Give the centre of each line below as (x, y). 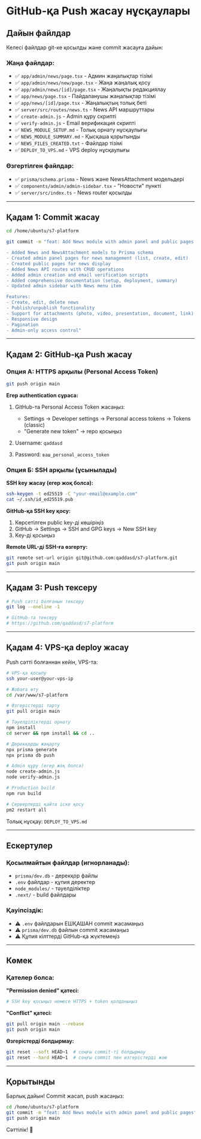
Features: (19, 297)
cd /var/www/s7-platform (37, 695)
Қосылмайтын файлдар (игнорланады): (68, 862)
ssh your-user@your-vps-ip (40, 678)
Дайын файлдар (39, 33)
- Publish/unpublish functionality (51, 308)
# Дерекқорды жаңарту (33, 744)
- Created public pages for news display (59, 264)
